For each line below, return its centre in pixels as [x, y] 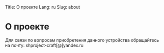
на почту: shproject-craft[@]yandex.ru [44, 45]
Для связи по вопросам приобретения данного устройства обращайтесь [82, 40]
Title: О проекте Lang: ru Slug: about [42, 7]
